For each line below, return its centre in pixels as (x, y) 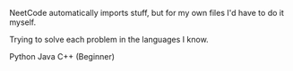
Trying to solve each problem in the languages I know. (109, 39)
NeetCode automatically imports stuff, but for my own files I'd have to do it (146, 13)
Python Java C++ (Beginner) (62, 56)
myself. (23, 22)
